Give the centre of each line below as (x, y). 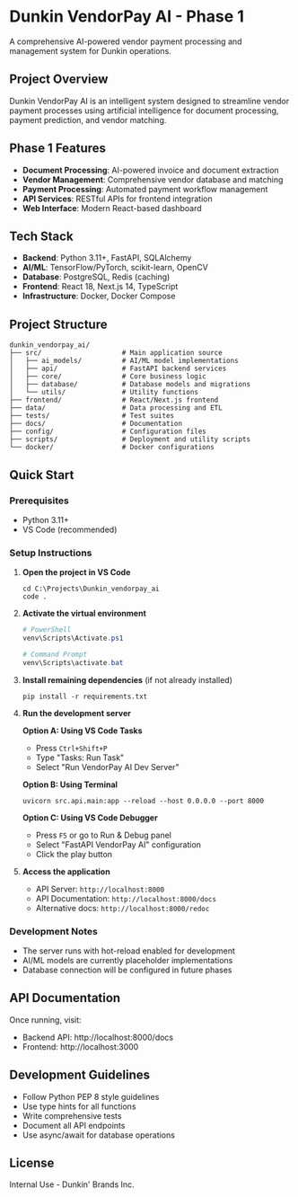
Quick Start (42, 475)
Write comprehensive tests (72, 1115)
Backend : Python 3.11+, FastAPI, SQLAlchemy (107, 258)
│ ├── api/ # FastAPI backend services (118, 369)
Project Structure (58, 324)
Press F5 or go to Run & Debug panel (104, 835)
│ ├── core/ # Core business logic (108, 377)
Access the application (66, 871)
